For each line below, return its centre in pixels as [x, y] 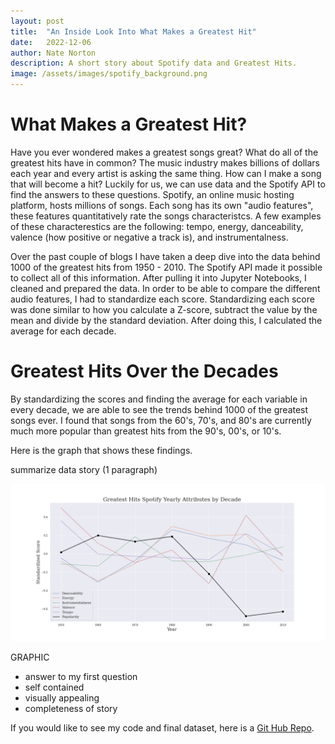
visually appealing [62, 697]
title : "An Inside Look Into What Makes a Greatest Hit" [133, 31]
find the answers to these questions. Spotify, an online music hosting [152, 194]
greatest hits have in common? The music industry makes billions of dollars [165, 162]
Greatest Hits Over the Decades [144, 371]
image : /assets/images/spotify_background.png [109, 74]
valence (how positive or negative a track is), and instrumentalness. [149, 237]
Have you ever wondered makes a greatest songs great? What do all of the [164, 152]
